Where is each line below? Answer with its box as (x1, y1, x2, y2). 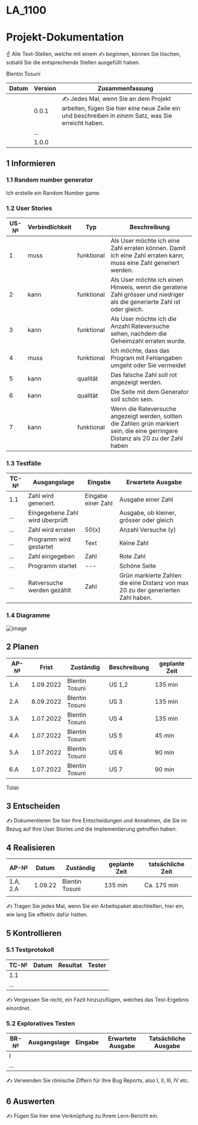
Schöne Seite (119, 562, 156, 570)
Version (34, 84, 57, 93)
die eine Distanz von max (119, 579, 189, 587)
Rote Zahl (119, 552, 146, 560)
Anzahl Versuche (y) (119, 526, 176, 534)
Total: (6, 784, 20, 791)
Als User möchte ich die (110, 315, 177, 323)
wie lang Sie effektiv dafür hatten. (6, 911, 88, 918)
